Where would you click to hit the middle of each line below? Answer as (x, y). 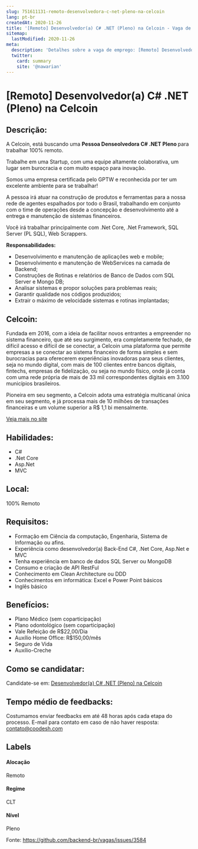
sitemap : (17, 34)
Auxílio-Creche (33, 651)
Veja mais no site (27, 419)
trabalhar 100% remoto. (35, 151)
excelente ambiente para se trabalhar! (52, 186)
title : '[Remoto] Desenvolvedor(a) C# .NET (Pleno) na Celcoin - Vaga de (99, 28)
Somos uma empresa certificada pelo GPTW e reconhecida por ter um (91, 179)
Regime (16, 789)
